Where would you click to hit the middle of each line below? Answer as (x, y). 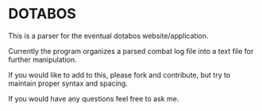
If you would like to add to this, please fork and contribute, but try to (119, 75)
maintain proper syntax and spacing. (68, 83)
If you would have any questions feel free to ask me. (94, 98)
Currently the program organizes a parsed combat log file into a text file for (131, 51)
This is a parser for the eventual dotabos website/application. (108, 36)
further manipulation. (42, 59)
